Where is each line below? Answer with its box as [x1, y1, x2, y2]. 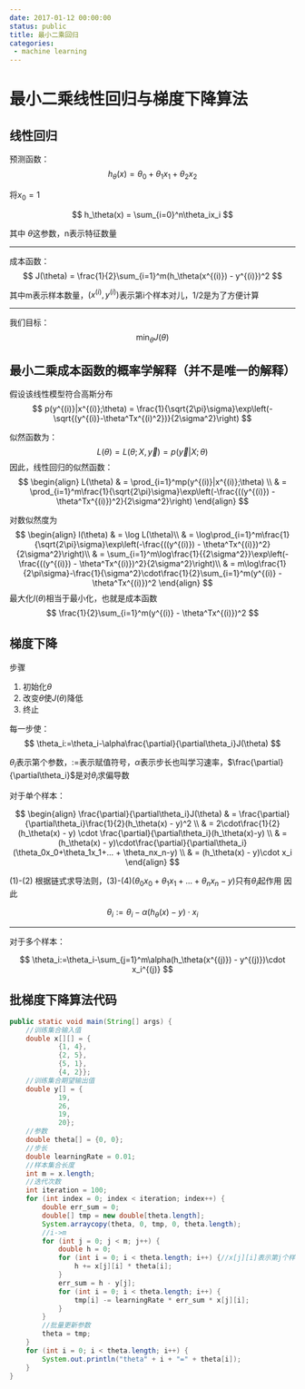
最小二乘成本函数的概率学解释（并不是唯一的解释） [9, 362, 296, 378]
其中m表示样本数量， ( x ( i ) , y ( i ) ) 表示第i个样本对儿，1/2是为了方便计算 [9, 288, 260, 300]
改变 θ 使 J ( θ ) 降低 [22, 692, 84, 704]
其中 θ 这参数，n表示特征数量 [9, 228, 117, 239]
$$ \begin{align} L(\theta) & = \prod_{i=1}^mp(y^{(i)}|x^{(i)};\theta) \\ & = [17, 476, 288, 487]
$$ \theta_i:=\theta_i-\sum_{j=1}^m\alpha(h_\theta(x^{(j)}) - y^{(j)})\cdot [19, 954, 286, 965]
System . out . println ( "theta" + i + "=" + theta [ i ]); [42, 1355, 242, 1364]
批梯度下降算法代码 [9, 992, 117, 1008]
